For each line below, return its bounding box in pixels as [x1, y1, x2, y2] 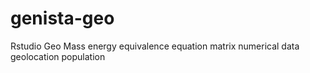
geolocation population [10, 50, 106, 62]
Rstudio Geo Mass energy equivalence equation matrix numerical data [10, 40, 300, 52]
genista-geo [10, 7, 115, 30]
